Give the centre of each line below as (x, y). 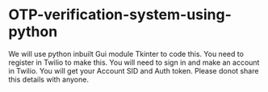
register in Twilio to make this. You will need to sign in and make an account (134, 62)
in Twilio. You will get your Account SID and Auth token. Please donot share (134, 70)
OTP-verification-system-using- (120, 15)
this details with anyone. (48, 79)
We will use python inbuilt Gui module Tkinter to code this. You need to (126, 54)
